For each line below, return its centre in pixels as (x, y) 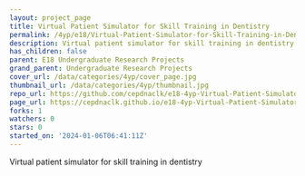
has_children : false (49, 52)
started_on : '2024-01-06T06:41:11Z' (79, 136)
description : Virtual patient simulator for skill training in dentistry (152, 43)
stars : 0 (26, 128)
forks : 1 (26, 111)
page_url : (28, 102)
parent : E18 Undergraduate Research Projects (97, 60)
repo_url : (28, 93)
